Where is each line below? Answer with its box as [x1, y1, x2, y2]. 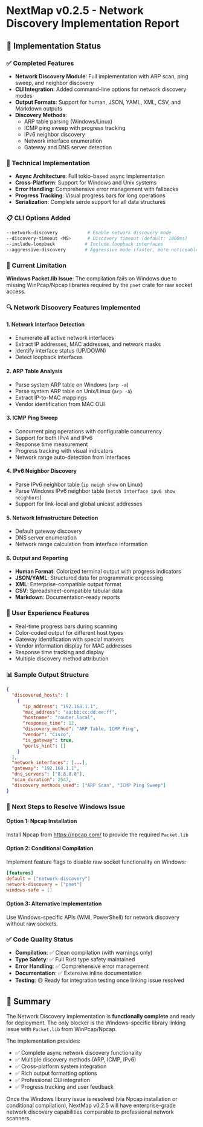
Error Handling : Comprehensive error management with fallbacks [14, 186, 179, 193]
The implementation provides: [6, 1037, 81, 1044]
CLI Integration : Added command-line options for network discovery [14, 86, 187, 93]
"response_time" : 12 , [22, 720, 77, 726]
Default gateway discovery [14, 527, 82, 535]
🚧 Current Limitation [6, 261, 66, 269]
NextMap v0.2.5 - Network [6, 4, 144, 18]
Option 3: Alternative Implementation [6, 900, 102, 907]
